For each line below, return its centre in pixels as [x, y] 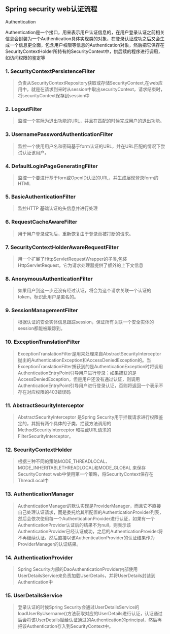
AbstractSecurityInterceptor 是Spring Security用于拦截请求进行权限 [88, 417]
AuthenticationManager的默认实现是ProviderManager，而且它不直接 [89, 506]
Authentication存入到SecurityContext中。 [70, 626]
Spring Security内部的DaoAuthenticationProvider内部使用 [78, 569]
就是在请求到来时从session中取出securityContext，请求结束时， [98, 89]
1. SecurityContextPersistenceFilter [50, 71]
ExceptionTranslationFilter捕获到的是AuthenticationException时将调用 [90, 366]
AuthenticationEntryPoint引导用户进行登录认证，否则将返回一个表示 [88, 385]
